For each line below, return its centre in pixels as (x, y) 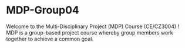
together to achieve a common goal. (50, 39)
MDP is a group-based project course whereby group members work (90, 32)
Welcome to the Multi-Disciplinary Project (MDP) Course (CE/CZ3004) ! (93, 26)
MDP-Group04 (43, 10)
